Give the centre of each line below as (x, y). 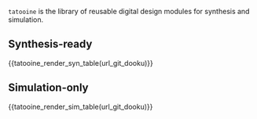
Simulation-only (48, 88)
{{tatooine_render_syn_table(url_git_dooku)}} (81, 63)
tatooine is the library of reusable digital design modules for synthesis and (129, 11)
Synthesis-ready (50, 44)
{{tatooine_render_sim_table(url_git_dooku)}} (81, 106)
